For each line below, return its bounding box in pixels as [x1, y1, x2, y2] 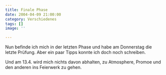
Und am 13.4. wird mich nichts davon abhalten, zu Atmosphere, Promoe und [5, 59, 161, 65]
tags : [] [5, 21, 23, 26]
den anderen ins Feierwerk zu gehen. [5, 64, 82, 70]
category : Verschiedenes [5, 16, 57, 21]
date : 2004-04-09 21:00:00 [5, 12, 61, 17]
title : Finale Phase [5, 7, 48, 12]
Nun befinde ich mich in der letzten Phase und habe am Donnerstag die [5, 44, 152, 50]
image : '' [5, 26, 26, 31]
